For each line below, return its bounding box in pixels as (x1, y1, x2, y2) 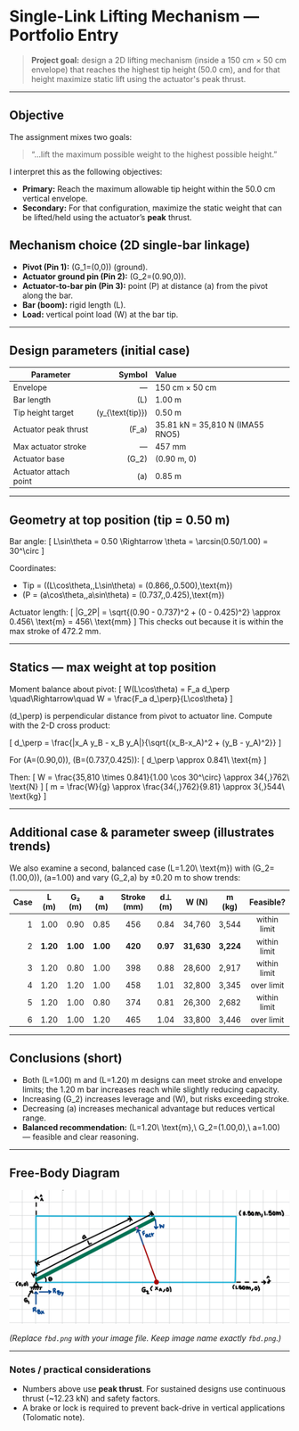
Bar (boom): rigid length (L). (21, 299, 126, 310)
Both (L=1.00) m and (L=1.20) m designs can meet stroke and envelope (21, 1074, 283, 1085)
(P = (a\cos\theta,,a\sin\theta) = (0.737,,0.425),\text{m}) (21, 589, 225, 600)
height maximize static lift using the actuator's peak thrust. (30, 73, 246, 84)
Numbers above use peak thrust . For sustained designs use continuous (21, 1384, 287, 1394)
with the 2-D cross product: (9, 720, 111, 731)
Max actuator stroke (12, 442, 87, 452)
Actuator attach (12, 466, 70, 476)
